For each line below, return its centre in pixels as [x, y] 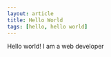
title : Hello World [35, 20]
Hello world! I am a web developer [56, 47]
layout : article [30, 14]
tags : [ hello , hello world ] [48, 26]
